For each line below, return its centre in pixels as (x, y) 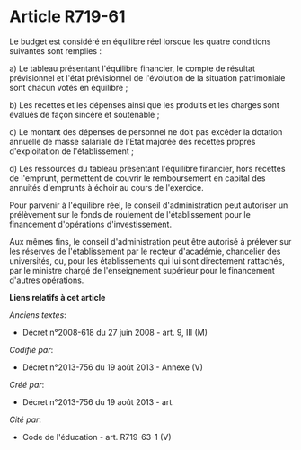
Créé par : (27, 384)
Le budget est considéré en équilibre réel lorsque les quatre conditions (140, 41)
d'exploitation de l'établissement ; (72, 151)
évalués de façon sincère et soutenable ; (84, 114)
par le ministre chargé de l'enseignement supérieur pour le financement (142, 270)
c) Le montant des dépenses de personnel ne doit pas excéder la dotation (146, 131)
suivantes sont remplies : (55, 50)
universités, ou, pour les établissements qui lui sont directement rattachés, (147, 261)
